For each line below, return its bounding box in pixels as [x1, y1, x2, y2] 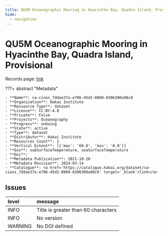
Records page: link [5, 76, 44, 82]
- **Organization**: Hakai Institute [5, 99, 84, 105]
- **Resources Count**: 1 [5, 139, 59, 144]
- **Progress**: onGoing [5, 121, 57, 126]
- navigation [9, 16, 37, 21]
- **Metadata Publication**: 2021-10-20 [5, 156, 91, 161]
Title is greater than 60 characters [36, 206, 116, 213]
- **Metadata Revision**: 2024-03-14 [5, 161, 84, 166]
